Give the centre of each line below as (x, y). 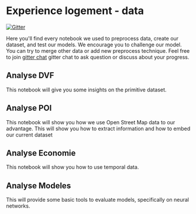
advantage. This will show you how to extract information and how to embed (98, 128)
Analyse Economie (41, 153)
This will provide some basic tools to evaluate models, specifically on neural (97, 200)
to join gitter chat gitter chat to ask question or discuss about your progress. (98, 57)
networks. (18, 206)
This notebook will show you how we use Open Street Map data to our (91, 122)
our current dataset (29, 135)
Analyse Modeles (39, 186)
